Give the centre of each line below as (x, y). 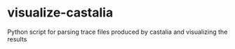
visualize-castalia (60, 13)
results (17, 39)
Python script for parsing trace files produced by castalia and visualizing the (117, 32)
